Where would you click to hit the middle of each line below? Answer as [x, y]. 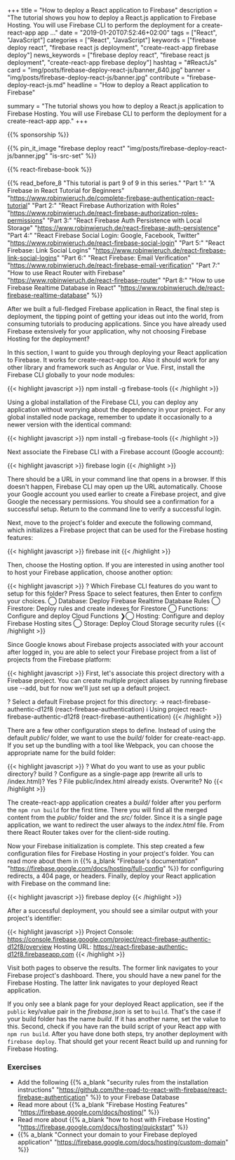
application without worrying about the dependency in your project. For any [116, 410]
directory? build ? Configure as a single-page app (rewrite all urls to [105, 774]
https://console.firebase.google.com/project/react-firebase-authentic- [109, 939]
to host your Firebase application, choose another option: [90, 572]
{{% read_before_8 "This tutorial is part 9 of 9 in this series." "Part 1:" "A [111, 183]
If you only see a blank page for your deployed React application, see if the [116, 1004]
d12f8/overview [30, 947]
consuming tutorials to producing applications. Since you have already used [117, 324]
